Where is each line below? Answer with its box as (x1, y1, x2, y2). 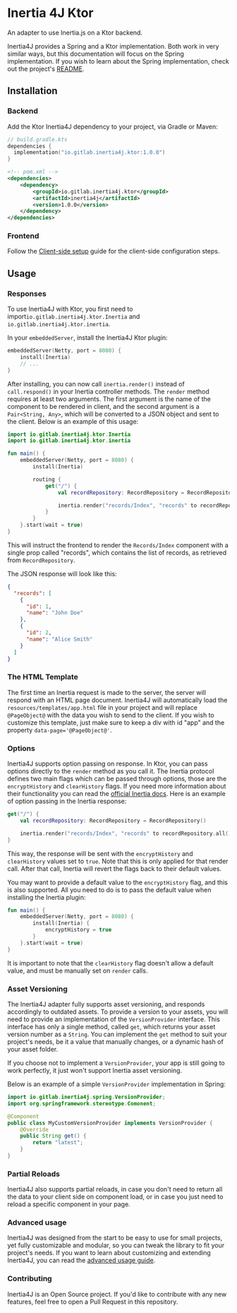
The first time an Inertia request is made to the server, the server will (7, 688, 207, 696)
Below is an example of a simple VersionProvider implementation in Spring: (7, 1080, 226, 1088)
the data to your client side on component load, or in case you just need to (7, 1192, 224, 1201)
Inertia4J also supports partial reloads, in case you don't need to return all (7, 1185, 223, 1194)
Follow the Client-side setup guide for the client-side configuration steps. (7, 247, 220, 256)
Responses (7, 288, 47, 298)
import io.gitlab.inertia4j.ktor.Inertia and (7, 312, 140, 321)
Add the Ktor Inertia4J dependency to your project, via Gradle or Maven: (7, 122, 218, 131)
